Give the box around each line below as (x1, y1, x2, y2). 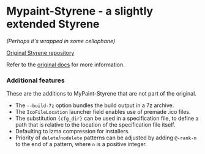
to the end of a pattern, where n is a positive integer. (15, 141, 147, 148)
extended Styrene (6, 17, 100, 31)
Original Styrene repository (6, 49, 75, 56)
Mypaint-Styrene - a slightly (6, 4, 154, 18)
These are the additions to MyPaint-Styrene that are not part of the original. (6, 90, 197, 97)
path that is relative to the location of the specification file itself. (15, 121, 176, 128)
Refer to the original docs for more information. (6, 61, 125, 68)
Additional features (6, 76, 65, 85)
